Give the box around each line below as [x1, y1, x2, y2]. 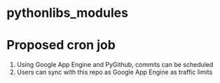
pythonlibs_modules [6, 5, 129, 21]
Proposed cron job [6, 37, 116, 53]
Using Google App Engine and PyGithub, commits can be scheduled [16, 60, 214, 69]
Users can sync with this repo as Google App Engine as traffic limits [16, 68, 213, 77]
